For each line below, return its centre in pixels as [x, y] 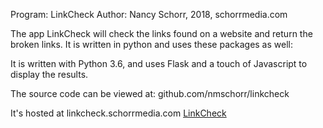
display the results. [49, 74]
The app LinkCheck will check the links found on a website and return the [161, 33]
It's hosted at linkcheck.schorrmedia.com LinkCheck [118, 113]
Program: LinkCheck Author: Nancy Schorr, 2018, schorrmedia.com [149, 14]
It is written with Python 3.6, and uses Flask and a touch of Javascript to [159, 63]
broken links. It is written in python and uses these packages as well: [151, 44]
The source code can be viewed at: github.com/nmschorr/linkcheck [150, 93]
